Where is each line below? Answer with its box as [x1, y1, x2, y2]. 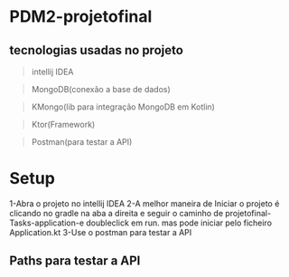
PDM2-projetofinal [9, 6, 153, 27]
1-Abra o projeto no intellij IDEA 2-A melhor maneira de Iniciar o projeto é [9, 197, 280, 209]
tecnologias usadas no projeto [9, 43, 183, 58]
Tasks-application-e [9, 217, 84, 228]
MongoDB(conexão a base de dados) [31, 84, 172, 94]
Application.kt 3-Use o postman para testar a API [9, 226, 192, 237]
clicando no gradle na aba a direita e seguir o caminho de [9, 207, 224, 218]
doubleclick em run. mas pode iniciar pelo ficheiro [85, 217, 273, 228]
